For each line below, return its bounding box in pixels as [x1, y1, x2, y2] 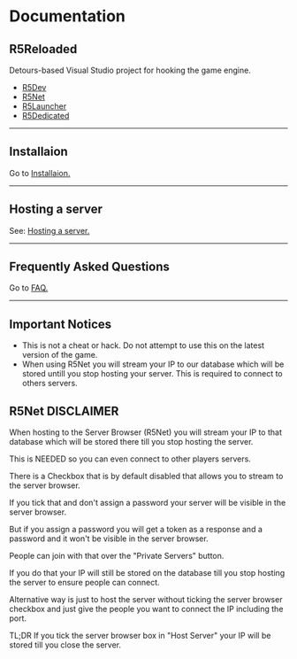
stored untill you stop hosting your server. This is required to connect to [21, 368, 283, 379]
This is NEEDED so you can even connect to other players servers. [9, 454, 252, 464]
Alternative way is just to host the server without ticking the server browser [9, 594, 283, 605]
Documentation [9, 6, 126, 27]
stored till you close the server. [9, 640, 122, 650]
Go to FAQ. [9, 283, 49, 293]
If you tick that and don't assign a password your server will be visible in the [9, 498, 286, 508]
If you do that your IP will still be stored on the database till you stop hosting [9, 568, 286, 578]
